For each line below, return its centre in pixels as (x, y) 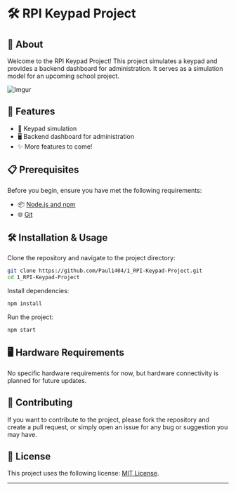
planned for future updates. (47, 380)
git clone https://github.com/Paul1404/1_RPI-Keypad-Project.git (105, 271)
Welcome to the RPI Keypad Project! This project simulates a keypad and (112, 61)
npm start (22, 330)
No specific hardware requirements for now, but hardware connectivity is (113, 373)
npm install (25, 304)
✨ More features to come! (55, 146)
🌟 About (25, 44)
